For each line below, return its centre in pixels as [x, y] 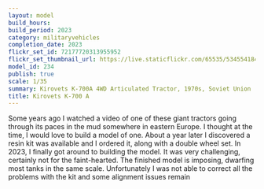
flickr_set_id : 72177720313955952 [65, 52]
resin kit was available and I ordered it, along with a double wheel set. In [125, 143]
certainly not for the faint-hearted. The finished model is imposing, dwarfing [131, 160]
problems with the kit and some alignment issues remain [99, 177]
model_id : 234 [31, 67]
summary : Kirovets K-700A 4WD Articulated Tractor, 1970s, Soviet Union [130, 89]
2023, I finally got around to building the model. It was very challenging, [125, 152]
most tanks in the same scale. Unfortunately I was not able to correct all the [130, 169]
